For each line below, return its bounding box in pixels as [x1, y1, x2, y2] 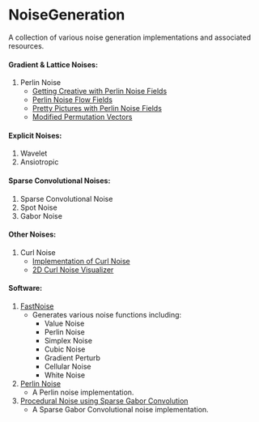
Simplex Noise [44, 335, 93, 345]
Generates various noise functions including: [32, 309, 182, 319]
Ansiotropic [19, 157, 59, 167]
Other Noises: [8, 229, 57, 240]
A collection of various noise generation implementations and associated [8, 32, 251, 42]
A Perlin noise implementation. [32, 387, 134, 397]
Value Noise [44, 318, 85, 328]
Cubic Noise [44, 344, 86, 354]
